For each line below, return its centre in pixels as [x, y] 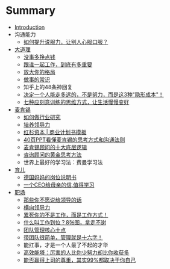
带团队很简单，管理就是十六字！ [63, 237]
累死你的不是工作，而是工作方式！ [66, 215]
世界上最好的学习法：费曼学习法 [63, 162]
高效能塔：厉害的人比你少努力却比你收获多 [76, 252]
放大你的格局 [39, 72]
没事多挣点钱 [39, 57]
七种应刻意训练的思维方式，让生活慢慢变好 [76, 102]
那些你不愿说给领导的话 [52, 200]
